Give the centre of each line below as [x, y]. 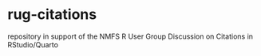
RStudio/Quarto [33, 44]
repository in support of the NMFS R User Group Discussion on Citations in [130, 36]
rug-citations [52, 15]
